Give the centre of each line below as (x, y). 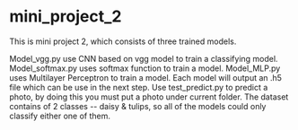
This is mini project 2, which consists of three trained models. (123, 41)
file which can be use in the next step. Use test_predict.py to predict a (139, 87)
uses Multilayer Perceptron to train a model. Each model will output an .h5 (146, 77)
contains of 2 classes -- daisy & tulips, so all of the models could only (138, 106)
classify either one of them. (60, 116)
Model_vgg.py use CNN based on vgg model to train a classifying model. (144, 58)
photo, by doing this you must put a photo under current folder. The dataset (149, 97)
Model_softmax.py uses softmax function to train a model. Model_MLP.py (145, 68)
